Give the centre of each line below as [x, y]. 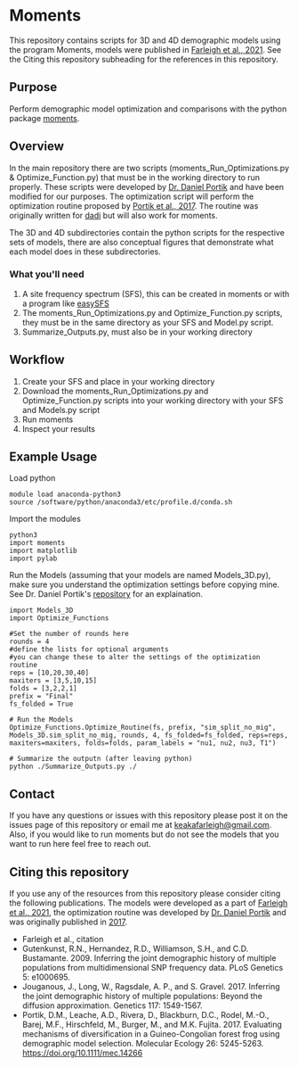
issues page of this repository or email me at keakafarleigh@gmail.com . [141, 825]
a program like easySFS [65, 303]
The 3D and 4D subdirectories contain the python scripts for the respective [147, 232]
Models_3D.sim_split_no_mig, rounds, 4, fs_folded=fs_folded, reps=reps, [149, 736]
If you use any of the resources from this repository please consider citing [145, 894]
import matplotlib [43, 551]
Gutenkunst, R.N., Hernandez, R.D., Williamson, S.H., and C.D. [135, 949]
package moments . [44, 118]
